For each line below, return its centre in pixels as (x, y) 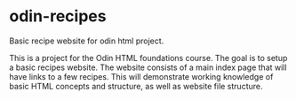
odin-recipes (58, 16)
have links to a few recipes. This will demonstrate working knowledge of (141, 76)
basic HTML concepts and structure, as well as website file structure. (136, 86)
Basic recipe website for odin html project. (87, 41)
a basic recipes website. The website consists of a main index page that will (148, 67)
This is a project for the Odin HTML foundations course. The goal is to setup (148, 58)
